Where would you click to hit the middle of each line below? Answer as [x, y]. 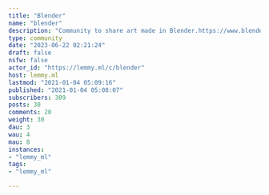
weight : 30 [26, 120]
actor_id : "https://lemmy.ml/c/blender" [77, 68]
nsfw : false [28, 61]
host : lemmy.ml [34, 75]
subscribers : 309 [37, 97]
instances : [26, 149]
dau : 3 [19, 127]
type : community [35, 38]
